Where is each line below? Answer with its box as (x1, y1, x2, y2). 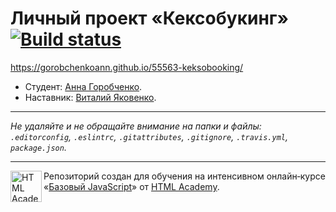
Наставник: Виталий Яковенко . (24, 91, 157, 103)
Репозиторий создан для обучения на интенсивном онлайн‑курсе (43, 170, 326, 182)
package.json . (10, 141, 67, 153)
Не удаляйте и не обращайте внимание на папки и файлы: (10, 120, 262, 132)
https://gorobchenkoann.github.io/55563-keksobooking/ (10, 61, 244, 73)
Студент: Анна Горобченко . (24, 80, 143, 92)
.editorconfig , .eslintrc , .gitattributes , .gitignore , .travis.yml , (10, 130, 288, 142)
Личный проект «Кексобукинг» (10, 7, 289, 30)
